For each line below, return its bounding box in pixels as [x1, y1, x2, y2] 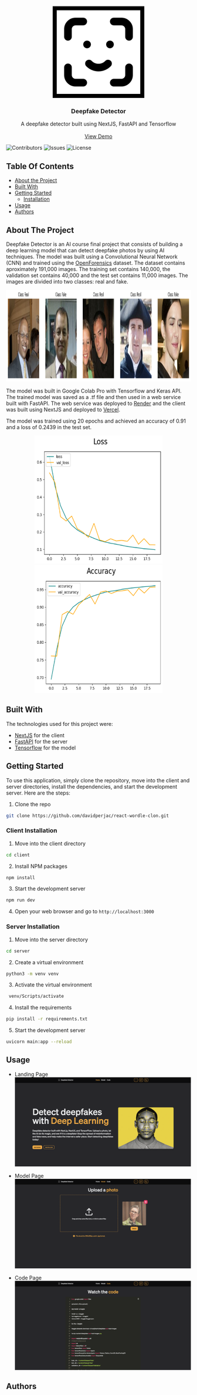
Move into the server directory [14, 936, 89, 943]
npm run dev [6, 897, 35, 903]
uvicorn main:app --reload [6, 1039, 72, 1045]
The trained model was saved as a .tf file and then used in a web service [6, 393, 181, 400]
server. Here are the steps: [6, 789, 70, 796]
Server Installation [6, 923, 60, 931]
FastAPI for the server [14, 738, 68, 745]
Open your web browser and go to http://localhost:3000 [14, 908, 154, 915]
